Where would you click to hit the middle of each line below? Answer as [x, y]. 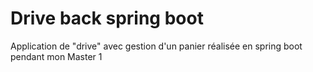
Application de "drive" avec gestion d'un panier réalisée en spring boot [156, 46]
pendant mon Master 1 [56, 56]
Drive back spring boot [107, 18]
